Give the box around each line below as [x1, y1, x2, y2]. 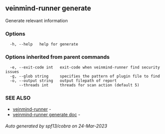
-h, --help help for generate [10, 42, 79, 47]
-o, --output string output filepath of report [10, 78, 117, 83]
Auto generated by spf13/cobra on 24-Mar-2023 [5, 123, 108, 129]
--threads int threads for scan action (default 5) [18, 83, 140, 88]
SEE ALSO [5, 94, 31, 102]
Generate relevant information [5, 17, 68, 23]
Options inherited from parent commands [5, 53, 110, 60]
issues [5, 70, 19, 75]
